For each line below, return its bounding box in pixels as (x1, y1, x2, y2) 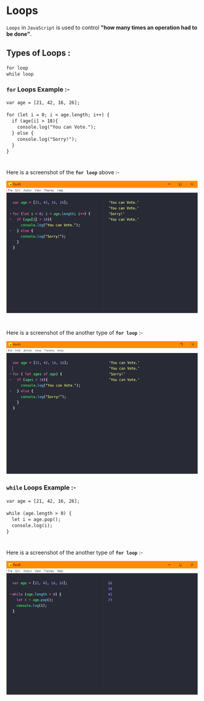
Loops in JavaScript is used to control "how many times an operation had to (6, 24, 197, 31)
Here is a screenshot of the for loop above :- (6, 169, 120, 176)
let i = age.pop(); (12, 516, 61, 522)
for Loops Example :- (6, 85, 70, 93)
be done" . (6, 30, 32, 37)
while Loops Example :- (6, 483, 76, 492)
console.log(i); (12, 522, 53, 528)
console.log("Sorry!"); (17, 137, 78, 143)
